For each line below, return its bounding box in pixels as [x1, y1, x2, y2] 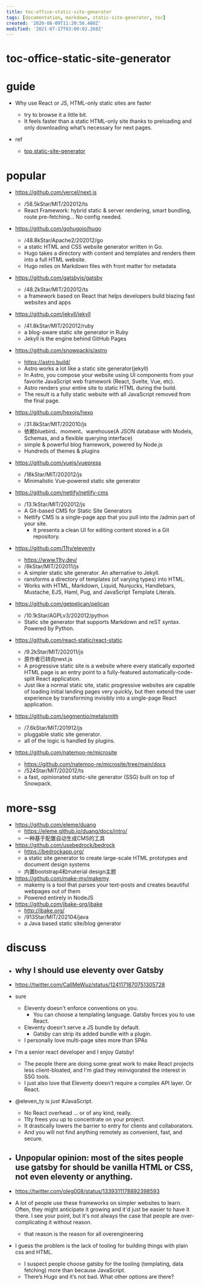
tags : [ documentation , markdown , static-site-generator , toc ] [6, 15, 166, 21]
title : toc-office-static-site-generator [6, 8, 112, 15]
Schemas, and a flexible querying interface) [24, 435, 133, 442]
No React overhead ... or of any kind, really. [24, 1109, 132, 1117]
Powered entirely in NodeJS [24, 894, 93, 902]
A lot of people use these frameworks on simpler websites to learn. [14, 1199, 182, 1207]
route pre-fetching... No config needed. [24, 213, 122, 221]
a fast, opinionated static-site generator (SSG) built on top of [24, 773, 175, 781]
